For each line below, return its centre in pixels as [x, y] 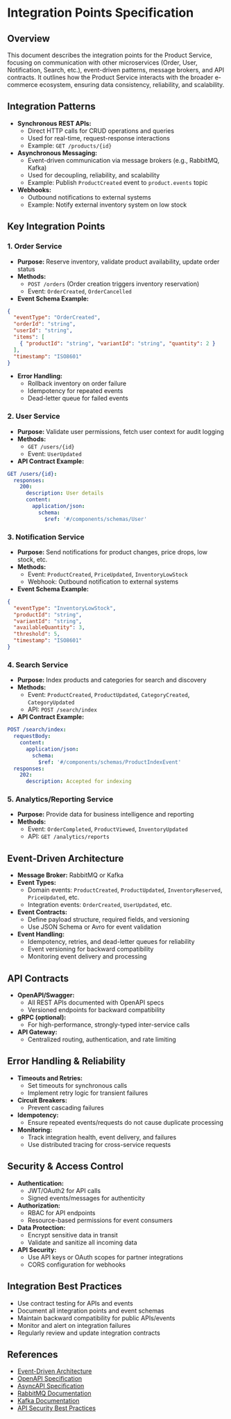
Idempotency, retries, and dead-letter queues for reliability [111, 942]
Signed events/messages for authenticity [86, 1198]
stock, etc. [32, 559]
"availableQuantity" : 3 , [49, 627]
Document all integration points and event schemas [91, 1310]
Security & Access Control [65, 1167]
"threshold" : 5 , [37, 634]
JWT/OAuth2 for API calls [64, 1190]
